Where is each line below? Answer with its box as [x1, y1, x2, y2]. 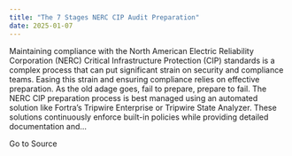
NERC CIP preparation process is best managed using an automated [9, 92, 258, 103]
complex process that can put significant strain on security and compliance [9, 64, 284, 75]
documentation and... [9, 121, 87, 131]
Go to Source [9, 138, 58, 149]
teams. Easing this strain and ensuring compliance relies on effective [9, 74, 260, 84]
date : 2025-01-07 [9, 21, 73, 30]
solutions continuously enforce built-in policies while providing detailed [9, 112, 269, 122]
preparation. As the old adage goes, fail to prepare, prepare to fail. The [9, 83, 267, 94]
